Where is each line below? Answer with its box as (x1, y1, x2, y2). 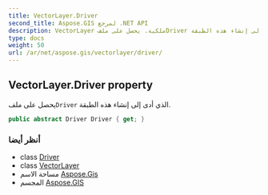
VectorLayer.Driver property (8, 78, 154, 92)
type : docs (8, 34, 45, 42)
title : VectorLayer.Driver (8, 11, 98, 20)
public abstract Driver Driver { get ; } (8, 115, 146, 123)
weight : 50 (8, 42, 45, 50)
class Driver (19, 152, 60, 161)
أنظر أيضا (8, 133, 41, 145)
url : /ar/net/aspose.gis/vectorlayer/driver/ (8, 49, 162, 57)
